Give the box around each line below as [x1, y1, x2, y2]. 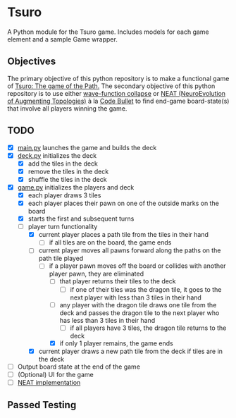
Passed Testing [7, 399, 77, 411]
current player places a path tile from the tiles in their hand [38, 230, 209, 239]
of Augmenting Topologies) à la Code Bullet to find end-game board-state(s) [7, 97, 230, 105]
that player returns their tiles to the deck [59, 277, 176, 285]
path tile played [38, 254, 84, 263]
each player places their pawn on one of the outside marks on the [27, 199, 220, 207]
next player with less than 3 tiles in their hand [70, 293, 202, 302]
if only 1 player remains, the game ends [59, 339, 174, 348]
